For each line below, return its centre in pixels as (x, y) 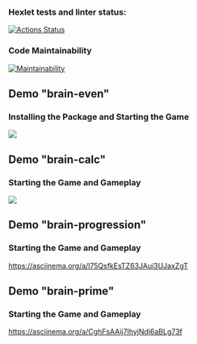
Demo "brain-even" (59, 93)
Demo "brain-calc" (57, 159)
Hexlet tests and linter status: (67, 12)
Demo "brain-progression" (78, 225)
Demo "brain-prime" (61, 291)
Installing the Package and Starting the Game (99, 117)
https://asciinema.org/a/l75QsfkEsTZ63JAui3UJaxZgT (98, 265)
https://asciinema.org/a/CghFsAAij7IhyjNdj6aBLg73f (96, 332)
